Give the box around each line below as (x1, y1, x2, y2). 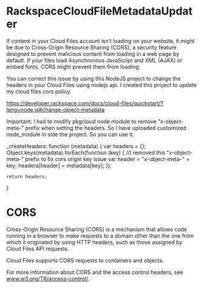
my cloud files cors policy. (6, 87, 72, 95)
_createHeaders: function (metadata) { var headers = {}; (6, 142, 147, 149)
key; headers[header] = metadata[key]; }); (6, 162, 112, 169)
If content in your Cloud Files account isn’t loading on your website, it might (6, 37, 195, 44)
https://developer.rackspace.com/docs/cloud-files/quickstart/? (6, 99, 164, 107)
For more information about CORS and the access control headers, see (6, 269, 184, 276)
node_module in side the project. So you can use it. (6, 131, 135, 138)
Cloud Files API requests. (6, 245, 70, 252)
